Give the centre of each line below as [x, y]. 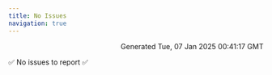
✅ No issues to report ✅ [49, 62]
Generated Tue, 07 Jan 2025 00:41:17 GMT [192, 46]
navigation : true [38, 23]
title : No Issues [38, 16]
